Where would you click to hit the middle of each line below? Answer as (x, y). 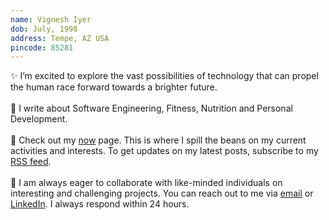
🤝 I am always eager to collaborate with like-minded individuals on (146, 183)
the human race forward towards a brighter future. (114, 87)
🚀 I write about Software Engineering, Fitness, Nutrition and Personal (151, 108)
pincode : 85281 (42, 47)
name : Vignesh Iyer (51, 19)
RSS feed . (31, 162)
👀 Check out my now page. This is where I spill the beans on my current (158, 140)
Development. (39, 119)
